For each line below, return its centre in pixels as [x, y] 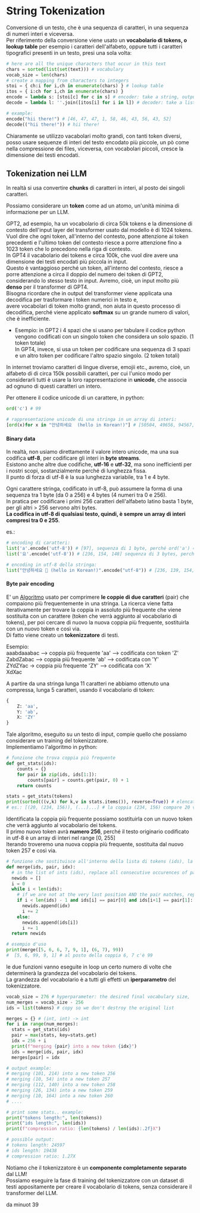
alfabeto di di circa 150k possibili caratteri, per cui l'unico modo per [89, 373]
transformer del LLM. [32, 1193]
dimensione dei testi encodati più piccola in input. [67, 262]
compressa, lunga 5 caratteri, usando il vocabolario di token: [80, 689]
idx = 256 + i [29, 1041]
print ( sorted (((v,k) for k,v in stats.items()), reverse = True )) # [90, 802]
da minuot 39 [22, 1204]
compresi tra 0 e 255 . [33, 521]
